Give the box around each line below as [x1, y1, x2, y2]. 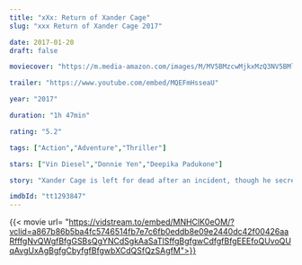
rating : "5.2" [9, 127, 63, 136]
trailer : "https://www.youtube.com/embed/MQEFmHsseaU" [9, 78, 219, 88]
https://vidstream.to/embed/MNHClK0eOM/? [68, 216, 235, 227]
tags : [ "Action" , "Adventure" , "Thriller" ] [9, 143, 167, 153]
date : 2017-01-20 [9, 38, 75, 47]
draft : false [9, 46, 58, 55]
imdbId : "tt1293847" [9, 192, 87, 201]
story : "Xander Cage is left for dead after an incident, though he [9, 176, 271, 185]
